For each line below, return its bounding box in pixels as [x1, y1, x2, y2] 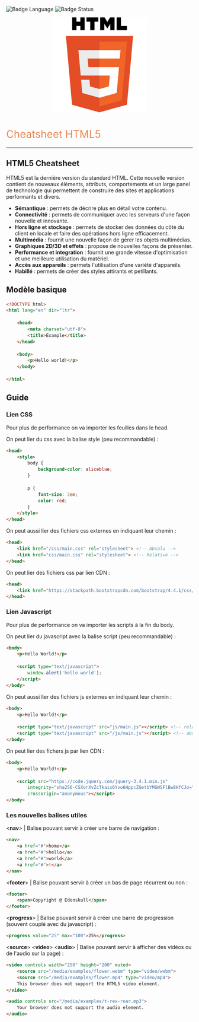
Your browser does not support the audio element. [17, 1005, 145, 1011]
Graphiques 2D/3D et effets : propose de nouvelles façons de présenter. [14, 242, 193, 249]
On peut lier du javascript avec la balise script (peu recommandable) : [6, 632, 176, 640]
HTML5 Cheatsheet [6, 158, 80, 168]
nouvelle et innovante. [14, 217, 69, 224]
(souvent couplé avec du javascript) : [6, 921, 97, 928]
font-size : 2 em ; [37, 491, 78, 498]
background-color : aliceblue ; [37, 466, 113, 473]
